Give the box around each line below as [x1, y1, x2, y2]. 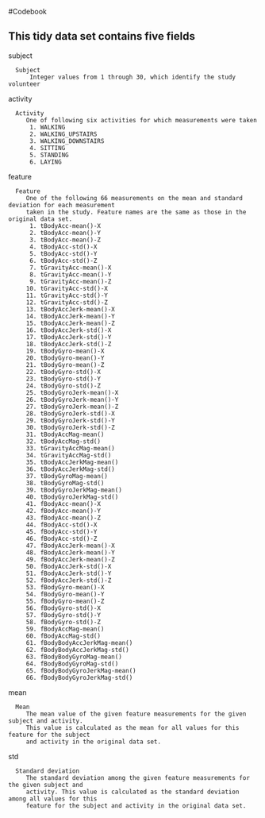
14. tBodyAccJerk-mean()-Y [25, 312, 115, 320]
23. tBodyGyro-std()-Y [25, 375, 102, 383]
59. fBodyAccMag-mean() [25, 625, 105, 633]
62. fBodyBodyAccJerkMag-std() [25, 646, 129, 654]
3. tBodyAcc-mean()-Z [29, 236, 102, 244]
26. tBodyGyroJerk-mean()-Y [25, 395, 119, 403]
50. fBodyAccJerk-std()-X [25, 562, 112, 570]
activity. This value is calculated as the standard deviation [25, 788, 240, 796]
